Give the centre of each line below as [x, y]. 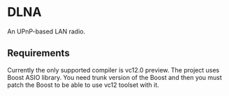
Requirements [38, 53]
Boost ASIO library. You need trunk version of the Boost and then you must [114, 77]
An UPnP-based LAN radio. [46, 31]
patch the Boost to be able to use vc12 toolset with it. [83, 85]
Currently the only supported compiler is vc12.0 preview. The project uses [113, 70]
